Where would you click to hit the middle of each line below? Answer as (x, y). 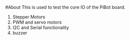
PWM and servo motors (37, 22)
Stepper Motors (29, 17)
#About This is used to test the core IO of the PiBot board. (66, 7)
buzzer (20, 33)
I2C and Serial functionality (41, 27)
